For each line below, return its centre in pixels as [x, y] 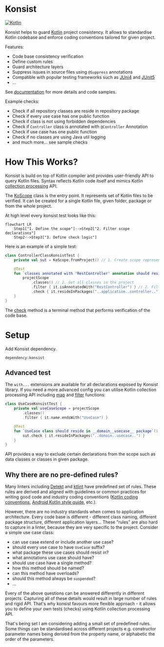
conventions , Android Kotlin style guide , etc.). [51, 502]
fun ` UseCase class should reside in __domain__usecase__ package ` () [86, 431]
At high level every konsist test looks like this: [51, 215]
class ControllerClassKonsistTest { [42, 255]
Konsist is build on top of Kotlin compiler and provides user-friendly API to [79, 176]
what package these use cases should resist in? [60, 552]
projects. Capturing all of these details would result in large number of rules [81, 598]
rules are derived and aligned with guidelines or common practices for [76, 492]
